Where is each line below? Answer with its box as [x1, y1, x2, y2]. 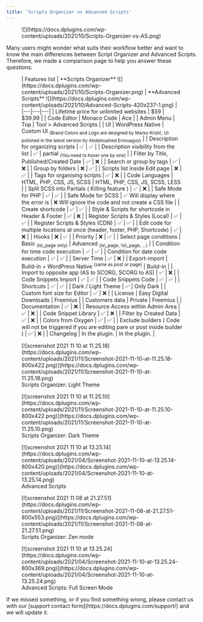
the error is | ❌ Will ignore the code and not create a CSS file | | [21, 199, 180, 206]
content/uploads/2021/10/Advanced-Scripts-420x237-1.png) [21, 101, 174, 109]
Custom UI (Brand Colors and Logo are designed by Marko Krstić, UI [21, 127, 169, 136]
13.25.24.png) [21, 577, 57, 585]
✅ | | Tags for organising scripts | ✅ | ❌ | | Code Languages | [21, 172, 173, 179]
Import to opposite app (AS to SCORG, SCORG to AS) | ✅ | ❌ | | [21, 269, 179, 277]
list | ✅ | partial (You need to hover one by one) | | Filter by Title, [21, 150, 168, 159]
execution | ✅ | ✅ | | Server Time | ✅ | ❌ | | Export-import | [21, 255, 168, 262]
